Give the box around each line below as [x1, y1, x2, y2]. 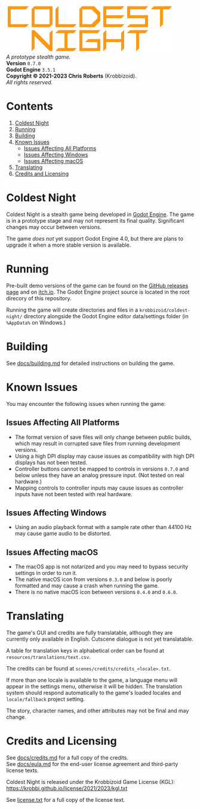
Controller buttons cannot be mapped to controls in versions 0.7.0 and [14, 465, 189, 472]
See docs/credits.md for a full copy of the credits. [6, 754, 128, 761]
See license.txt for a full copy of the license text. [6, 796, 125, 803]
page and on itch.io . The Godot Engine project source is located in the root [6, 288, 190, 296]
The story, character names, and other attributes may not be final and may [6, 707, 189, 715]
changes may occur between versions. [6, 223, 102, 230]
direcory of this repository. [6, 294, 72, 302]
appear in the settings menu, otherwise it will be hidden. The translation [6, 683, 183, 690]
